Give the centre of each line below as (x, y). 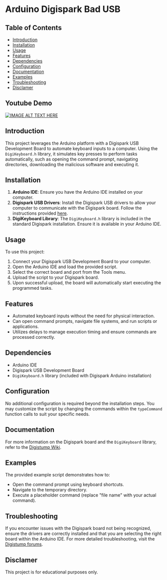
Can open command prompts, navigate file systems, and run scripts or (85, 321)
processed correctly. (34, 337)
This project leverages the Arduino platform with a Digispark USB (72, 143)
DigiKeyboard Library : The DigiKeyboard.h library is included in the (82, 219)
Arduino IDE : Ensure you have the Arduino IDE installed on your (78, 192)
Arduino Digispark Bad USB (63, 9)
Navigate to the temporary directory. (50, 490)
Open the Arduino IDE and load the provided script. (65, 267)
